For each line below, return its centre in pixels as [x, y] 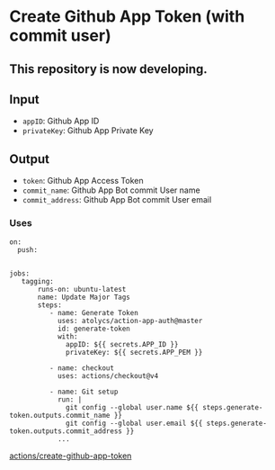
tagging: [37, 281]
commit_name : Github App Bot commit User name [111, 190]
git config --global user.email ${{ [134, 423]
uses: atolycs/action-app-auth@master [130, 321]
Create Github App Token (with [127, 17]
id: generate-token [93, 329]
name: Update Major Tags [84, 297]
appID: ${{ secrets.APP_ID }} [122, 344]
